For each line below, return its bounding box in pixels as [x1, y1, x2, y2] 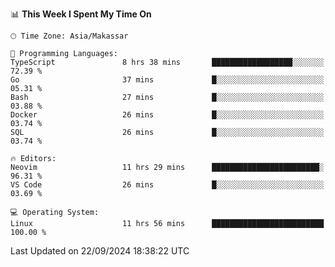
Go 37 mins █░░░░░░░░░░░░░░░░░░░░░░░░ [10, 75, 325, 85]
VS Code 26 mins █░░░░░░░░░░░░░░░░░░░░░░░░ [10, 180, 325, 190]
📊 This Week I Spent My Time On [10, 8, 152, 20]
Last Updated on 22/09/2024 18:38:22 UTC [10, 245, 190, 257]
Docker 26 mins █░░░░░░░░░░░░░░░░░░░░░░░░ [10, 110, 325, 120]
